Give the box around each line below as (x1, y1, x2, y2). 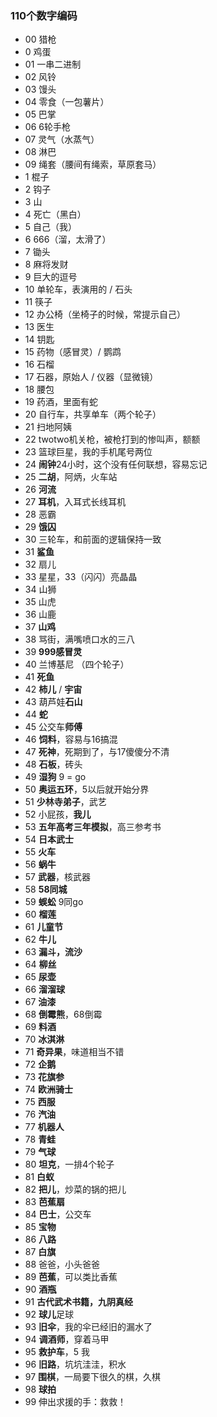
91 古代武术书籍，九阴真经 (24, 1296, 134, 1308)
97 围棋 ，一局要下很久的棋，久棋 (24, 1371, 162, 1383)
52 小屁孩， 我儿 (24, 808, 92, 821)
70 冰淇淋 (24, 1033, 65, 1046)
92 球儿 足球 (24, 1308, 74, 1321)
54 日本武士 (24, 833, 75, 846)
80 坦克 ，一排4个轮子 (24, 1158, 115, 1171)
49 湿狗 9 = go (24, 771, 87, 783)
